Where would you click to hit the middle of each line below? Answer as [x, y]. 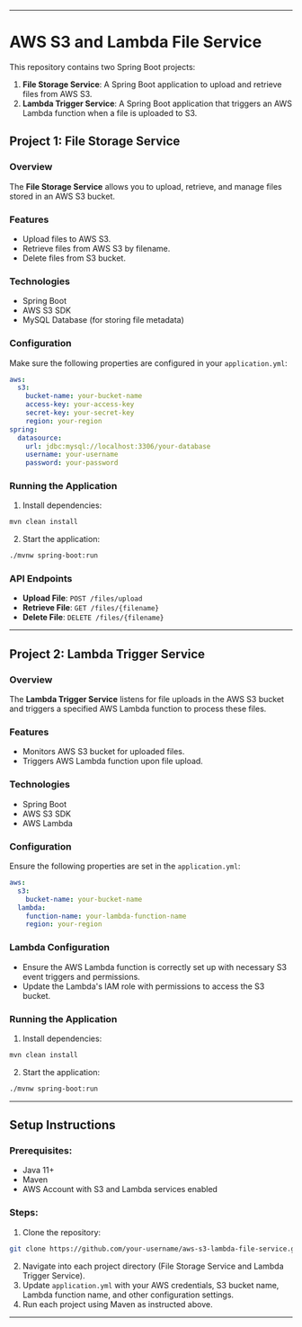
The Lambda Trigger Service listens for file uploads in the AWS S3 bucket [147, 699]
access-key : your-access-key [80, 405]
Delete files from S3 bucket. [74, 258]
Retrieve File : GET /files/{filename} [91, 608]
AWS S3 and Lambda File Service [136, 42]
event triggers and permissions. [81, 976]
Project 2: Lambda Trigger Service [107, 654]
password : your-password [72, 463]
